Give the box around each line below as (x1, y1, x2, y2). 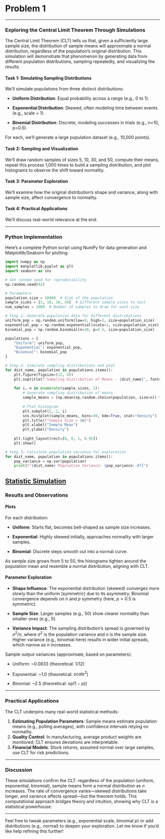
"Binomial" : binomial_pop (14, 350, 67, 355)
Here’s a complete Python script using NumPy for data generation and (5, 245, 147, 251)
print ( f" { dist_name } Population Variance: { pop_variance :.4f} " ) (14, 463, 148, 468)
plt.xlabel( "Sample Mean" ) (23, 422, 78, 427)
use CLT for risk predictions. (12, 750, 70, 755)
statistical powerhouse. (5, 804, 53, 810)
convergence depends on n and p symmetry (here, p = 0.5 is (12, 596, 136, 602)
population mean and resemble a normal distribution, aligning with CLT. (5, 563, 149, 569)
